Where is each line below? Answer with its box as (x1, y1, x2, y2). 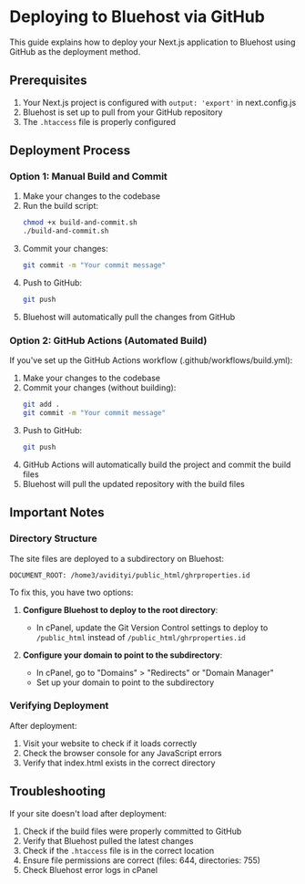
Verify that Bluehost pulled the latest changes (22, 835, 194, 846)
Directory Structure (9, 532, 97, 545)
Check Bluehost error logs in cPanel (22, 864, 158, 875)
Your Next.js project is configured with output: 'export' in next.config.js (22, 97, 297, 108)
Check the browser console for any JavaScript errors (22, 747, 222, 758)
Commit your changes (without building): (22, 382, 177, 393)
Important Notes (9, 504, 105, 521)
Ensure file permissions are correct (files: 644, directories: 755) (22, 855, 261, 866)
